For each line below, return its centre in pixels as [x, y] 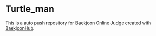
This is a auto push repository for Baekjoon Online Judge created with [78, 23]
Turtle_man [30, 9]
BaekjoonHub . [20, 28]
